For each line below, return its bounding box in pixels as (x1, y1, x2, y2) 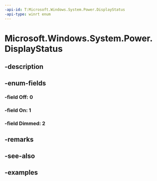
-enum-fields (4, 79, 46, 88)
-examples (4, 168, 38, 177)
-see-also (4, 152, 35, 160)
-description (4, 63, 44, 71)
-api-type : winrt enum (4, 12, 51, 17)
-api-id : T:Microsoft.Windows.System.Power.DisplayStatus (4, 7, 125, 12)
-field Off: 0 (4, 94, 33, 101)
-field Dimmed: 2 (4, 120, 45, 127)
